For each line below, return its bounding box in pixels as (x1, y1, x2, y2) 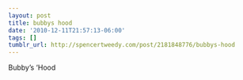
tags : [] (8, 33, 37, 42)
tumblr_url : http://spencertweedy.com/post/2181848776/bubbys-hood (8, 41, 236, 49)
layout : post (8, 11, 51, 20)
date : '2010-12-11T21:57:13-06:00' (8, 26, 126, 34)
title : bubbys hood (8, 19, 73, 27)
